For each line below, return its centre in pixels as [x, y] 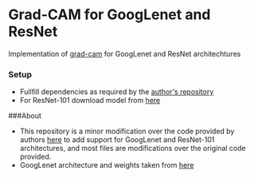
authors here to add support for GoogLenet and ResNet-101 [117, 140]
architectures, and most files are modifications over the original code [133, 148]
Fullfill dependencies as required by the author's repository [117, 92]
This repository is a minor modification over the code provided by [127, 131]
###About [25, 116]
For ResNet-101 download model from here [90, 101]
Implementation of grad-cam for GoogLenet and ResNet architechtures [125, 53]
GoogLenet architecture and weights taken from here [107, 165]
